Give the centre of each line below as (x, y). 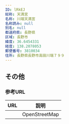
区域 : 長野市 (17, 37)
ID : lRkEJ (15, 10)
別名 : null (16, 28)
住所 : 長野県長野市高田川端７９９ (35, 55)
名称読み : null (19, 23)
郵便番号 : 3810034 (23, 51)
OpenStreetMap (40, 115)
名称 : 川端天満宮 (20, 19)
